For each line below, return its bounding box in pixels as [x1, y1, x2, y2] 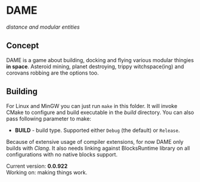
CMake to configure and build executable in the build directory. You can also [6, 109, 194, 116]
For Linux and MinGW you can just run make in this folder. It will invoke [6, 102, 178, 109]
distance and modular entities [6, 23, 80, 30]
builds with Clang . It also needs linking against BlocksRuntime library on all [6, 144, 190, 152]
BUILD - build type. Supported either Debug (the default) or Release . [14, 127, 180, 134]
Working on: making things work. [6, 168, 88, 176]
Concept [6, 41, 39, 51]
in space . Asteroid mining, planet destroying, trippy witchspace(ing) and [6, 63, 184, 70]
